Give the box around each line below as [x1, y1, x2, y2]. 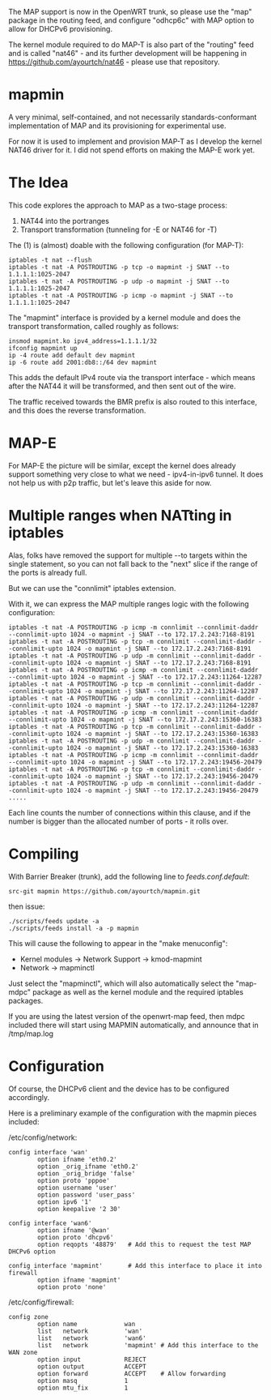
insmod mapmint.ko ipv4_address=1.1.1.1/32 [8, 336, 158, 345]
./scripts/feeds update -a [8, 917, 100, 925]
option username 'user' [37, 1184, 117, 1192]
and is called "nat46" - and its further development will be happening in [8, 49, 247, 58]
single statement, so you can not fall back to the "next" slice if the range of [8, 559, 258, 568]
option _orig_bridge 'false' [37, 1169, 136, 1178]
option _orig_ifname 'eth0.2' [37, 1162, 139, 1171]
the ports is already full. [8, 567, 87, 577]
